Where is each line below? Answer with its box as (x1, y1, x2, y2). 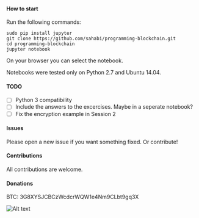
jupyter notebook (6, 46, 51, 53)
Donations (6, 180, 34, 187)
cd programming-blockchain (6, 41, 75, 47)
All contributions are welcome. (6, 165, 83, 173)
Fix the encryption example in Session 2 (15, 110, 116, 117)
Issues (6, 125, 24, 132)
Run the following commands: (6, 18, 81, 26)
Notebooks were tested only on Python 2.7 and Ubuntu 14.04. (6, 69, 162, 76)
